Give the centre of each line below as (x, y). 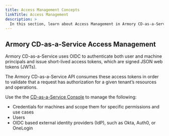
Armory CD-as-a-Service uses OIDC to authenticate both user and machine (84, 56)
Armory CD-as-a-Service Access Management (80, 44)
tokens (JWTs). (21, 67)
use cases (23, 112)
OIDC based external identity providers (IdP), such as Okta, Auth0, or (84, 123)
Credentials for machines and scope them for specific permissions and (86, 107)
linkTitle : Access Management (37, 15)
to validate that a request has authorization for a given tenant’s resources (81, 82)
